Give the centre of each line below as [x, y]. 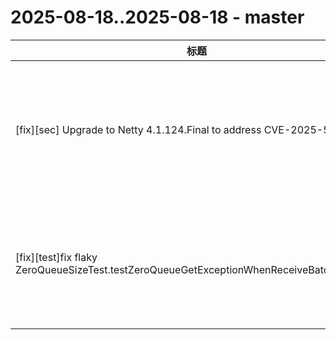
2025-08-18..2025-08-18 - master [157, 17]
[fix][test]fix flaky [56, 257]
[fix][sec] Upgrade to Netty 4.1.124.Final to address [138, 129]
